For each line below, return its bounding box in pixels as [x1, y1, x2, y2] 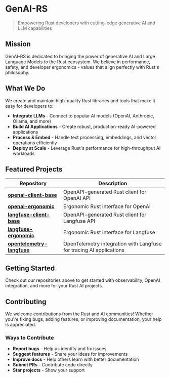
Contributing [5, 297, 47, 306]
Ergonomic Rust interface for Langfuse [63, 229, 155, 236]
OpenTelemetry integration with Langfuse [63, 240, 162, 247]
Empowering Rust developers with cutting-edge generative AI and [17, 20, 155, 26]
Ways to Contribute [5, 334, 54, 341]
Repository [19, 180, 47, 187]
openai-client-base [8, 192, 57, 199]
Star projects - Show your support [12, 367, 85, 373]
